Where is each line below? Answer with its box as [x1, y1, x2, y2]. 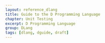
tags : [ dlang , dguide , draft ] [5, 30, 69, 35]
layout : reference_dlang [5, 7, 58, 12]
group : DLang [5, 26, 33, 31]
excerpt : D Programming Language [5, 21, 76, 26]
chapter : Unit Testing [5, 16, 53, 21]
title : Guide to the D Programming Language [5, 12, 100, 17]
